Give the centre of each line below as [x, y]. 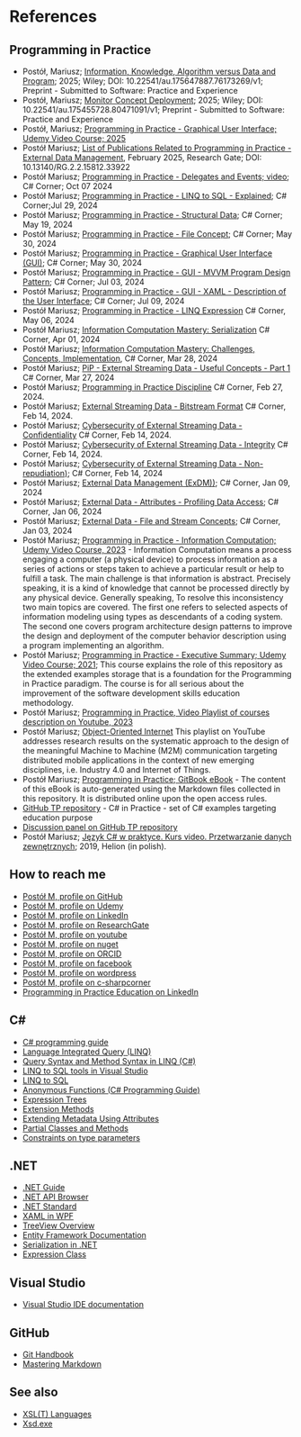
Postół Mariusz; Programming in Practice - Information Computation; [149, 540]
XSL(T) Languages [57, 1414]
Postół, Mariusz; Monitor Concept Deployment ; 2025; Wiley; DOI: [142, 100]
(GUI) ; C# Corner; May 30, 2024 [82, 262]
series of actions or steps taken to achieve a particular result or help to [153, 569]
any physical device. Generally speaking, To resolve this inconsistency [153, 597]
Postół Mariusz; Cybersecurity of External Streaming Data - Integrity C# [155, 444]
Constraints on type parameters [81, 1137]
